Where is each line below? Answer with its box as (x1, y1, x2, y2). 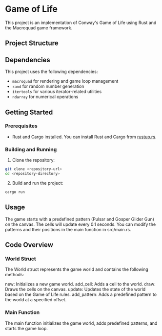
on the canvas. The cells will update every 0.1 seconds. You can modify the (5, 221, 156, 227)
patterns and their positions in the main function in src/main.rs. (5, 226, 131, 232)
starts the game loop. (5, 325, 48, 331)
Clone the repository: (12, 157, 55, 163)
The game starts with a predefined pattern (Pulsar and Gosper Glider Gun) (5, 216, 155, 222)
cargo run (5, 190, 25, 194)
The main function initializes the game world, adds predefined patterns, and (5, 320, 158, 326)
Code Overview (5, 240, 54, 249)
